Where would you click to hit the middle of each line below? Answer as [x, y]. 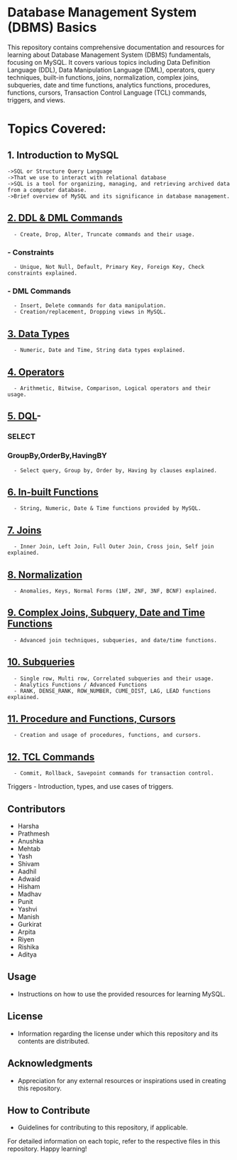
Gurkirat [29, 925]
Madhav [29, 894]
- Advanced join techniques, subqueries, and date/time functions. [116, 640]
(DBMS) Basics [52, 27]
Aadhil [27, 871]
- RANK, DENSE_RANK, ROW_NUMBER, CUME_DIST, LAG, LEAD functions [112, 691]
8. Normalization [45, 574]
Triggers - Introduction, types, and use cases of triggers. [90, 787]
